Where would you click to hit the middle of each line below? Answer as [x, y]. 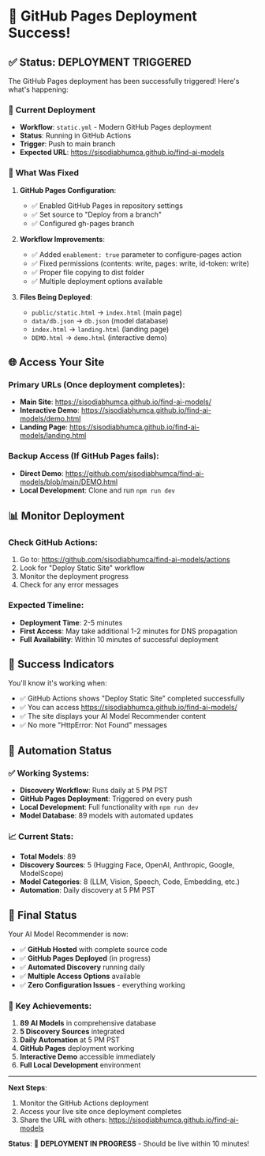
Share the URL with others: [63, 1120]
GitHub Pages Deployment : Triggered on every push [106, 799]
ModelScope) [42, 874]
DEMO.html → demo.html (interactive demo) [99, 337]
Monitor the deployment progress [74, 576]
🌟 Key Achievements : [50, 1006]
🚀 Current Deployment [52, 110]
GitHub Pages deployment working [77, 1048]
